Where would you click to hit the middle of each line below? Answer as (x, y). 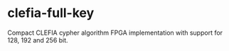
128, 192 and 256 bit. (38, 40)
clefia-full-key (51, 13)
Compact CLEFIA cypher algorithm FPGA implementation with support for (115, 33)
